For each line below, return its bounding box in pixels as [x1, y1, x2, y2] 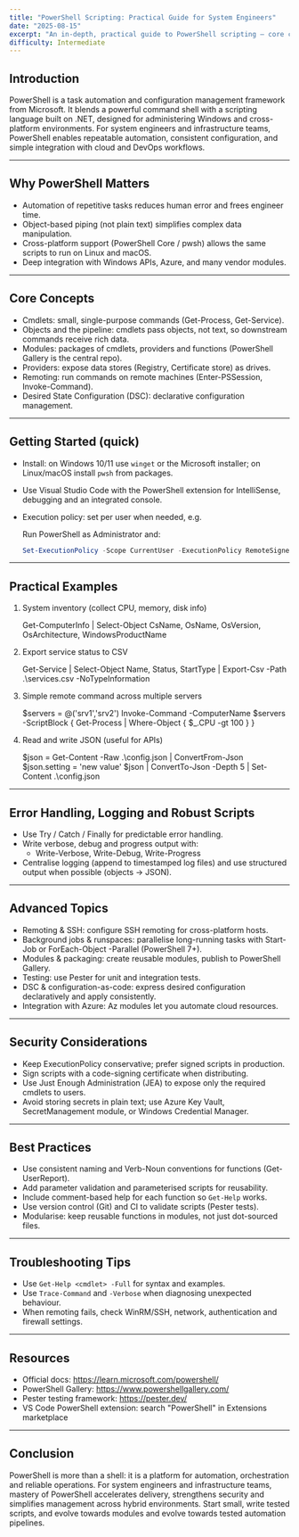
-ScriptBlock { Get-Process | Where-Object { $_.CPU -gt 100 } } [21, 717, 255, 728]
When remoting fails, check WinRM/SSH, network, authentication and [21, 1307, 278, 1318]
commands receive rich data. [21, 334, 130, 344]
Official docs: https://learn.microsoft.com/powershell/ [21, 1375, 220, 1385]
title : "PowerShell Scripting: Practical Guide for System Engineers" [9, 12, 277, 22]
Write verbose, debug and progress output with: [21, 839, 198, 848]
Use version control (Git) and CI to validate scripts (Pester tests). [21, 1202, 260, 1212]
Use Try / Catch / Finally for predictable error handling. [21, 829, 224, 839]
